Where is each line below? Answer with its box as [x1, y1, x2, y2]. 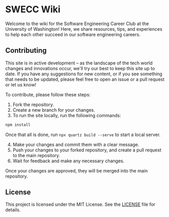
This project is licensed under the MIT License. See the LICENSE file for [5, 201, 156, 208]
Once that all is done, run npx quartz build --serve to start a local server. [5, 132, 161, 138]
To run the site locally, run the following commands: [12, 112, 121, 118]
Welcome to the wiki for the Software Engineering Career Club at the [5, 20, 149, 27]
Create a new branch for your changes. [12, 106, 95, 113]
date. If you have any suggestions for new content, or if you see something [5, 71, 163, 77]
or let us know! [5, 81, 37, 88]
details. [5, 207, 21, 213]
